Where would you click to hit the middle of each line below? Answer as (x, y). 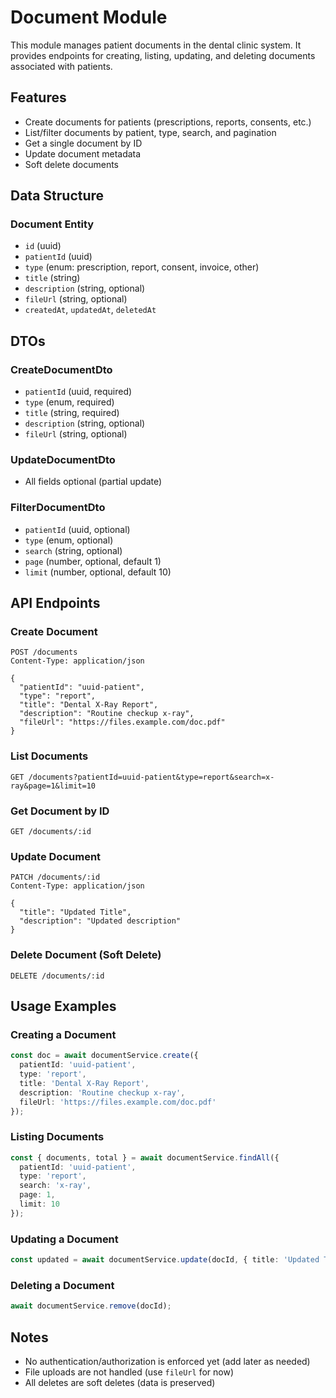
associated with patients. (61, 66)
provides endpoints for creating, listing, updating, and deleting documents (163, 55)
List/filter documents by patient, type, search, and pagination (150, 132)
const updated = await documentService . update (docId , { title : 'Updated (165, 1260)
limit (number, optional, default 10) (98, 572)
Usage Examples (63, 1006)
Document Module (89, 17)
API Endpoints (55, 603)
